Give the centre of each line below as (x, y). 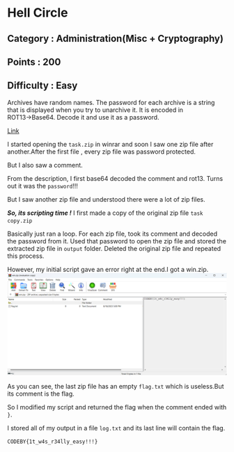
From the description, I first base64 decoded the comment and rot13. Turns (115, 178)
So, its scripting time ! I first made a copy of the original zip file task (105, 213)
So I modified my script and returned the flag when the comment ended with (117, 407)
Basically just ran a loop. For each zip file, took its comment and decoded (112, 234)
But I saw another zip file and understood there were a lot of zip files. (106, 199)
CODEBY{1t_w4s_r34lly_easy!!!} (53, 442)
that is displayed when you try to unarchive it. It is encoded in (95, 110)
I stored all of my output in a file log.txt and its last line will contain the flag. (116, 428)
